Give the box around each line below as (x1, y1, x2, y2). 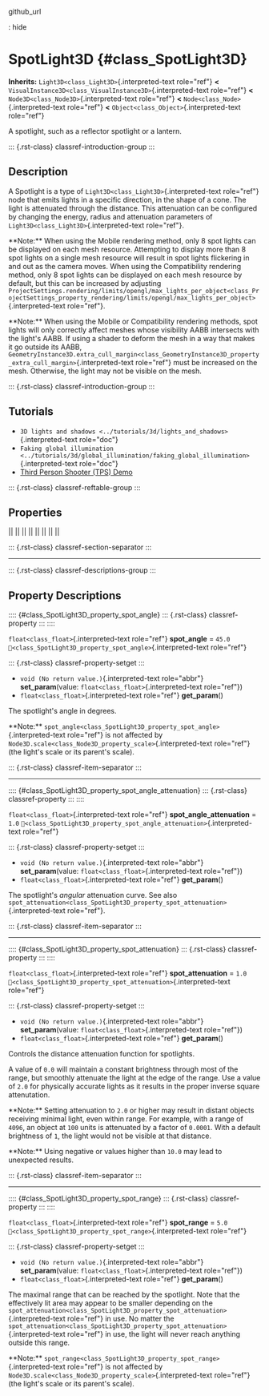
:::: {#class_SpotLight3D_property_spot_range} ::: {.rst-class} (8, 1193, 209, 1204)
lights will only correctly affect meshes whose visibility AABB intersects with (8, 324, 259, 335)
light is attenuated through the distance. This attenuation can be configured (8, 203, 258, 213)
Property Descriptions (8, 589, 122, 602)
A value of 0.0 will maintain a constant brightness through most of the (8, 1064, 239, 1074)
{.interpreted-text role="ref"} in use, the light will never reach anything (8, 1330, 241, 1339)
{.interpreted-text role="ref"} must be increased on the (76, 357, 258, 367)
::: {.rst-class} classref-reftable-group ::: (8, 482, 141, 492)
